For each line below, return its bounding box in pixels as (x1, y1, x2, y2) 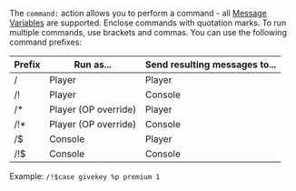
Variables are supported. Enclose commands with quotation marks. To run (9, 17, 287, 28)
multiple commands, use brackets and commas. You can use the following (9, 27, 288, 37)
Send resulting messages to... (144, 58, 277, 71)
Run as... (74, 58, 112, 71)
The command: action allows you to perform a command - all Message (9, 8, 268, 18)
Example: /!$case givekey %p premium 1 (9, 171, 161, 181)
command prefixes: (9, 36, 82, 47)
